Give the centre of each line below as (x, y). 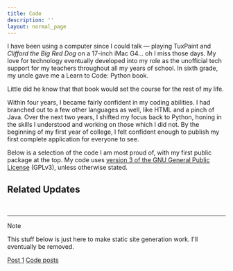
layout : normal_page (37, 26)
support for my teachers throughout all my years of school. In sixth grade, (113, 68)
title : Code (24, 14)
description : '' (31, 20)
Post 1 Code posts (33, 260)
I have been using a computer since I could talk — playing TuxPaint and (109, 46)
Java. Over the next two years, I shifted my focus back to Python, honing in (114, 117)
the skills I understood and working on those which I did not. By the (103, 125)
